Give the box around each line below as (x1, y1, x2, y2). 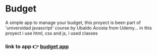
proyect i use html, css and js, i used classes (5, 30, 98, 36)
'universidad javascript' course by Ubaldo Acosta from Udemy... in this (5, 24, 152, 30)
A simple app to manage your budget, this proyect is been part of (5, 19, 141, 25)
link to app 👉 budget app (5, 43, 69, 50)
